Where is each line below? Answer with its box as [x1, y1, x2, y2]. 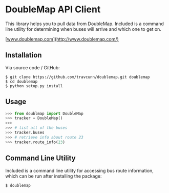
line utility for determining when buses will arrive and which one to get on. [5, 26, 161, 32]
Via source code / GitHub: [5, 64, 60, 70]
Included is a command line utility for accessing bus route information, [5, 167, 154, 173]
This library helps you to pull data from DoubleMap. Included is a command [5, 21, 164, 27]
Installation [5, 51, 42, 60]
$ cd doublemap [5, 79, 38, 84]
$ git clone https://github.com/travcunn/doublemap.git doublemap [5, 74, 150, 80]
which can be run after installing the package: [5, 173, 102, 179]
